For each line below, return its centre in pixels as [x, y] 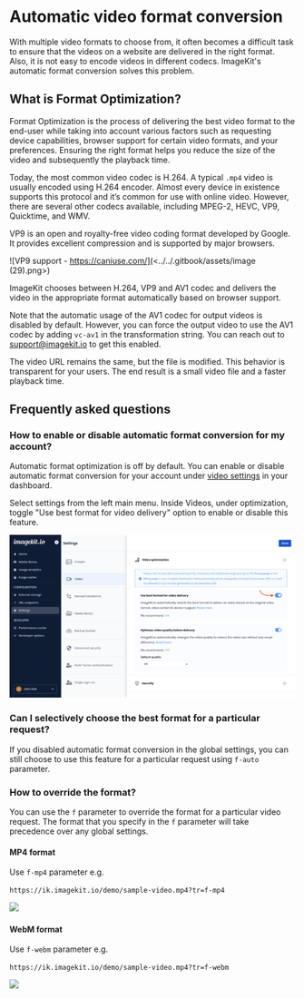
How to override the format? [73, 792]
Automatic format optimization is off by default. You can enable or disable [147, 466]
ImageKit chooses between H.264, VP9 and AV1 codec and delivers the [143, 288]
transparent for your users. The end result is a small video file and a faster [148, 371]
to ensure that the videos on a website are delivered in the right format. [142, 51]
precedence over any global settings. [79, 831]
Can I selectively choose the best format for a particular [135, 719]
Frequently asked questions [90, 410]
